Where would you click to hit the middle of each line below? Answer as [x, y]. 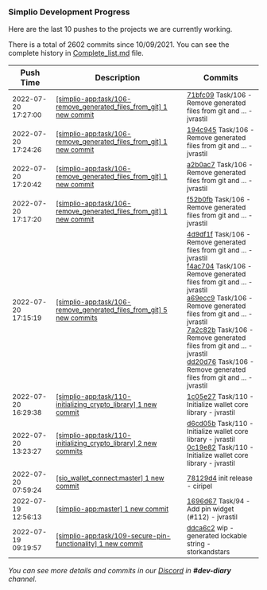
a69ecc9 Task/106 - [220, 298]
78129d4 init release [219, 479]
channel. [23, 579]
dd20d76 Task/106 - [220, 362]
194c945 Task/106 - [221, 130]
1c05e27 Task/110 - [220, 397]
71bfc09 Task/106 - [219, 95]
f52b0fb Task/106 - [219, 200]
